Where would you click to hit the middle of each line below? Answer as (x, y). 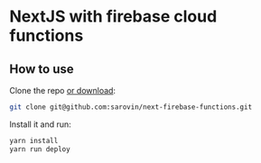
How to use (42, 69)
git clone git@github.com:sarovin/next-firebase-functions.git (131, 107)
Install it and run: (41, 124)
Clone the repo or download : (62, 91)
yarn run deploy (40, 149)
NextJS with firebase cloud (113, 17)
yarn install (34, 140)
